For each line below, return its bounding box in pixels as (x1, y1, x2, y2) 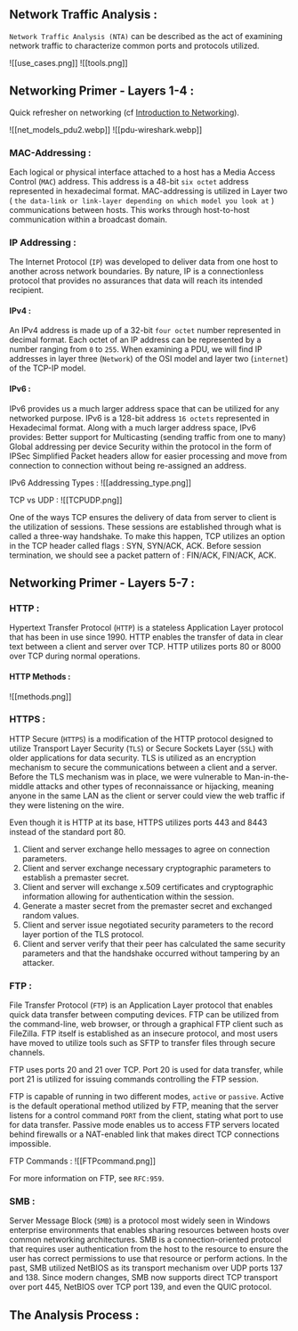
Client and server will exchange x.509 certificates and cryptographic (21, 881, 274, 892)
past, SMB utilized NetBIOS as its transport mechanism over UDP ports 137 (9, 1262, 283, 1273)
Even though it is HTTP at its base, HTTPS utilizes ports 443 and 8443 (9, 817, 268, 828)
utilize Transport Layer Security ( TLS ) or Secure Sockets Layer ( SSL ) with (9, 743, 274, 754)
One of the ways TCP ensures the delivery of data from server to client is (9, 511, 278, 522)
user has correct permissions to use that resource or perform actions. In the (9, 1253, 287, 1264)
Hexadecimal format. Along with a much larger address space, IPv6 (9, 422, 256, 433)
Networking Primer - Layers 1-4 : (9, 84, 194, 99)
